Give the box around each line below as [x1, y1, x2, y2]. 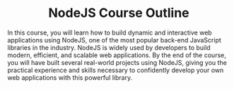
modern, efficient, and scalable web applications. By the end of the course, [7, 51, 226, 59]
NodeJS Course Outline [48, 5, 189, 21]
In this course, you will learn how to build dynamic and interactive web [7, 28, 212, 37]
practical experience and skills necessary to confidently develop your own [7, 66, 224, 74]
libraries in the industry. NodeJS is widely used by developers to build [7, 43, 211, 52]
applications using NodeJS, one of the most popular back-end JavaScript [7, 35, 221, 44]
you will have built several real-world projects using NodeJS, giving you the [7, 58, 228, 66]
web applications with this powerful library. [7, 73, 133, 82]
